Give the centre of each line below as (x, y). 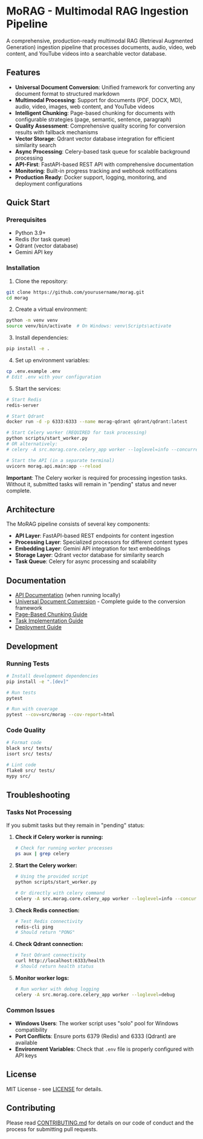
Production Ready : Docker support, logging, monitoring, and (91, 177)
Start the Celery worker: (46, 866)
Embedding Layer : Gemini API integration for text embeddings (93, 549)
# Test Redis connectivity (49, 921)
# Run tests (21, 693)
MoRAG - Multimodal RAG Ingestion (98, 11)
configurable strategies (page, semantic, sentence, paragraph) (93, 119)
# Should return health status (54, 967)
